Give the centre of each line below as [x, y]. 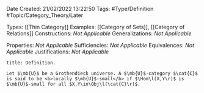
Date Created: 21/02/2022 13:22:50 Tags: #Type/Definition [80, 9]
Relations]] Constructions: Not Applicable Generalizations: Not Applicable [99, 33]
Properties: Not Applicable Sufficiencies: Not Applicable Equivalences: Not [100, 45]
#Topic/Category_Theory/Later [45, 15]
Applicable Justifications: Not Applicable [58, 52]
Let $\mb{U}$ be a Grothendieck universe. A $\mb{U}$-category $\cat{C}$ [102, 74]
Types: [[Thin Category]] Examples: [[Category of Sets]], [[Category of [96, 27]
